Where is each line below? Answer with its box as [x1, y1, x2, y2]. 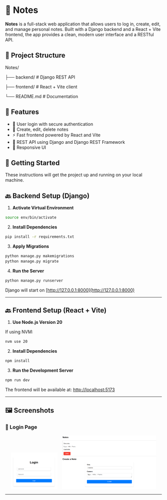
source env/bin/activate [5, 215, 57, 220]
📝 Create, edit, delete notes [12, 126, 69, 132]
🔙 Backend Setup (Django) [5, 192, 90, 200]
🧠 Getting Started [5, 159, 60, 167]
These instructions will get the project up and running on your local [5, 172, 143, 178]
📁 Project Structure [5, 51, 66, 60]
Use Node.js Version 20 [12, 319, 63, 325]
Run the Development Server [12, 368, 74, 374]
